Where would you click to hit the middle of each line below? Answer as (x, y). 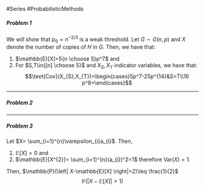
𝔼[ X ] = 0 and (32, 153)
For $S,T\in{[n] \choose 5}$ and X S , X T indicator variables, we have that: (106, 66)
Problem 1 (19, 23)
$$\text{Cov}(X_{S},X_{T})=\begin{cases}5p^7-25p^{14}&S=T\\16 (107, 76)
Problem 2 (20, 103)
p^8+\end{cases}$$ (107, 83)
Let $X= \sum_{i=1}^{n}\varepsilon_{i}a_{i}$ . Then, (70, 141)
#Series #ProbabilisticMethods (45, 9)
